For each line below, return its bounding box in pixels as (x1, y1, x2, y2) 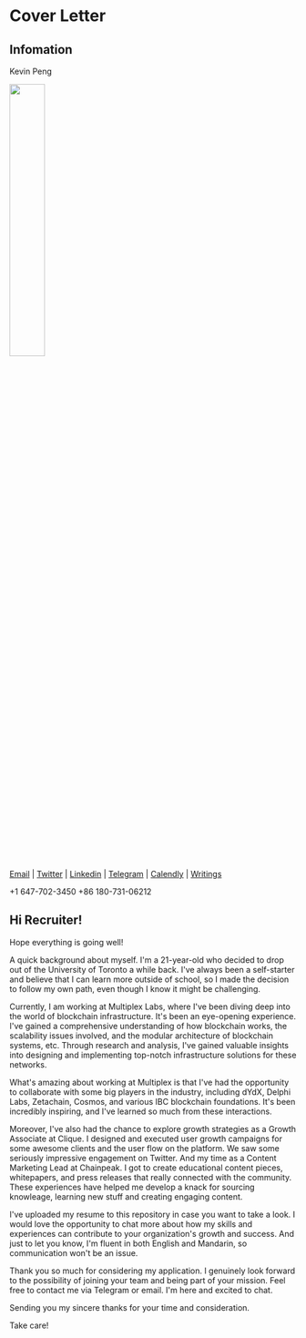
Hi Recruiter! (9, 913, 83, 928)
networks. (9, 1058, 47, 1070)
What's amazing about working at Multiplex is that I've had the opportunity (9, 1077, 290, 1088)
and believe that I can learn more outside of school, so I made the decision (9, 974, 290, 985)
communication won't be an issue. (9, 1247, 138, 1258)
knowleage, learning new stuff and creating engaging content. (9, 1190, 243, 1202)
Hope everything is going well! (9, 936, 124, 947)
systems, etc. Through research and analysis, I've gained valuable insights (9, 1039, 290, 1050)
